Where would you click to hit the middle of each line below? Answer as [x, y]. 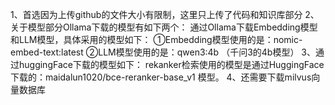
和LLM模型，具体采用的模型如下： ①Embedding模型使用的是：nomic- [156, 39]
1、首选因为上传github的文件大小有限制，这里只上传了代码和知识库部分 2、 [165, 14]
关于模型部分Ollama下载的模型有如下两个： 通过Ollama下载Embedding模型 [164, 27]
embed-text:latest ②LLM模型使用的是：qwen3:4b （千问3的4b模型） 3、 [163, 52]
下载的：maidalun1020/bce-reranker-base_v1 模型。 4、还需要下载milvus [161, 77]
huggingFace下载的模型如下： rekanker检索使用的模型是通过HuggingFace [171, 64]
